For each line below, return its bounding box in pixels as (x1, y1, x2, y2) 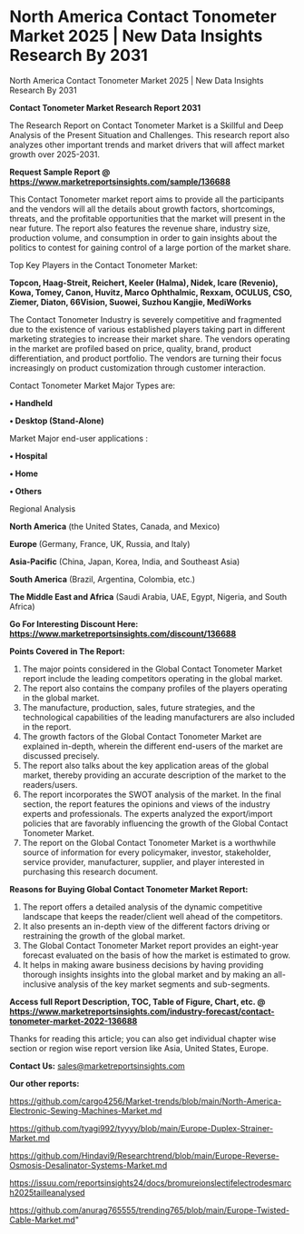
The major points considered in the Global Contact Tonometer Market (22, 663, 283, 674)
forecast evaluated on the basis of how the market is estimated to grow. (22, 950, 290, 960)
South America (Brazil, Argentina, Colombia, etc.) (9, 573, 196, 584)
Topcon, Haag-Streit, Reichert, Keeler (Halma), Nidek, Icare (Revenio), (9, 277, 279, 288)
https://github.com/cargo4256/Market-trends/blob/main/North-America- (9, 1095, 282, 1106)
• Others (9, 485, 43, 496)
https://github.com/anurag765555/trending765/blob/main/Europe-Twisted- (9, 1204, 290, 1215)
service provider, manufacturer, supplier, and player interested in (22, 856, 265, 867)
